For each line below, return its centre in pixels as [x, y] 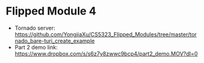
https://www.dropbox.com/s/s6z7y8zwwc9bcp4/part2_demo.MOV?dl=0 [106, 53]
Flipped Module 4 [51, 11]
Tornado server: [35, 28]
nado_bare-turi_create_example [55, 41]
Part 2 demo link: [36, 47]
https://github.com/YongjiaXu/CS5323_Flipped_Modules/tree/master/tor [106, 34]
